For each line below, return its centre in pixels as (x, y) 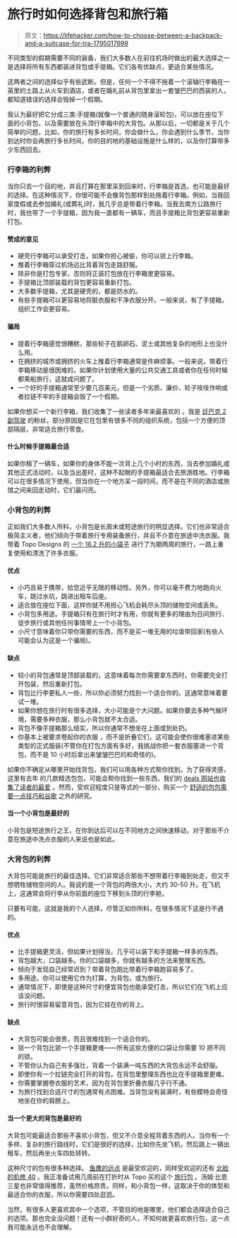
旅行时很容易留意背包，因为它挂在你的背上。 (83, 1005)
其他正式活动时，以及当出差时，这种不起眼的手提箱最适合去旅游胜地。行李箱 (119, 472)
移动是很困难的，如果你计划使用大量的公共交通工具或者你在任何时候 (129, 370)
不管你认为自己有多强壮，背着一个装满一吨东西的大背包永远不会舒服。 (120, 1065)
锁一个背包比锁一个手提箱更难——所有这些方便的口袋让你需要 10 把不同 (121, 1048)
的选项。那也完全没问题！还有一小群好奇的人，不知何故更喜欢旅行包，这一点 (119, 1218)
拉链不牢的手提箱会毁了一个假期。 (73, 396)
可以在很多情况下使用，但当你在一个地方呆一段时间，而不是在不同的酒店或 (115, 481)
